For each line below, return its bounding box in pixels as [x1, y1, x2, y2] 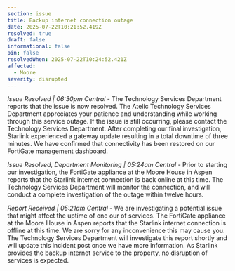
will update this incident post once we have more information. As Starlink [7, 242, 218, 250]
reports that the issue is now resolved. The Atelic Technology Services [7, 103, 212, 111]
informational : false [7, 43, 71, 50]
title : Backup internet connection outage [7, 17, 133, 24]
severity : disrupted [7, 75, 68, 83]
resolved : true [7, 29, 52, 37]
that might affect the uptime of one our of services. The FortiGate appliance [7, 211, 226, 220]
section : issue [7, 10, 52, 18]
